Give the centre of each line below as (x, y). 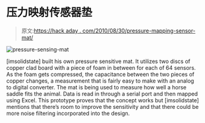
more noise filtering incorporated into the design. (68, 113)
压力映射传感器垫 (50, 13)
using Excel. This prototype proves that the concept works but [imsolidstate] (103, 100)
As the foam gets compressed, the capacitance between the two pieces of (100, 74)
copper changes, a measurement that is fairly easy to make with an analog (100, 81)
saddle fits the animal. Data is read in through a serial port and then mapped (102, 94)
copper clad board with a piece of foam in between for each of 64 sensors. (101, 67)
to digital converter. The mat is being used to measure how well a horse (96, 87)
